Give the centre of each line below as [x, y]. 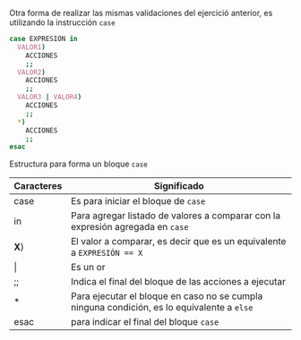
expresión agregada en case [129, 227]
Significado [179, 186]
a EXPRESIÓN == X [107, 252]
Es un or [88, 268]
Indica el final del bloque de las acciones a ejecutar [178, 282]
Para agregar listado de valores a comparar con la [175, 216]
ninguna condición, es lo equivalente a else [162, 308]
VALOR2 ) [32, 72]
